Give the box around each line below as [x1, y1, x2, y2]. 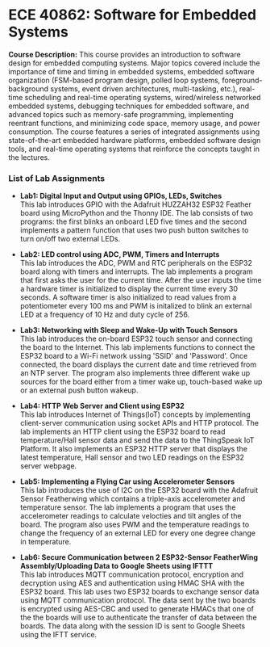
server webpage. [19, 461, 77, 471]
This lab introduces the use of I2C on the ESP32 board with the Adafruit [19, 485, 259, 495]
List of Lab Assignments [8, 172, 106, 183]
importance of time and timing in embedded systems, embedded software [8, 66, 255, 76]
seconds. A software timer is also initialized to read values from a [19, 292, 237, 302]
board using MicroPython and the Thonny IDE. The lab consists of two [19, 208, 254, 218]
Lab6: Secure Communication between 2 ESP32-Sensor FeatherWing [19, 552, 259, 562]
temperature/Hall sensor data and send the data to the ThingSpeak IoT [19, 435, 255, 445]
